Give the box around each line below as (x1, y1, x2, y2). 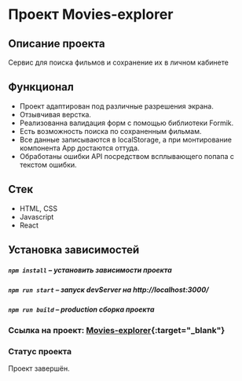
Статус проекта (8, 346, 72, 357)
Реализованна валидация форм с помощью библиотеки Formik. (19, 118, 234, 128)
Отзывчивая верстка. (19, 109, 92, 119)
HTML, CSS (19, 203, 57, 213)
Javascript (19, 212, 54, 221)
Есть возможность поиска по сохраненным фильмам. (19, 126, 202, 135)
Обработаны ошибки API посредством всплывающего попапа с (19, 151, 234, 161)
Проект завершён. (8, 364, 70, 373)
